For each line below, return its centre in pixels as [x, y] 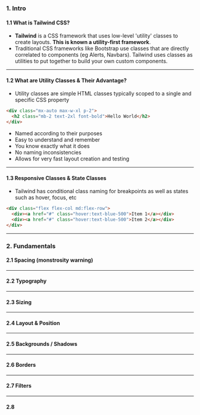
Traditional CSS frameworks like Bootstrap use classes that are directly [102, 48]
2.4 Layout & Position [33, 323]
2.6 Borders [21, 365]
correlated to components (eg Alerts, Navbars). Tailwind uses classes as [104, 55]
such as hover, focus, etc [46, 197]
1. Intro [16, 8]
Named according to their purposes [58, 133]
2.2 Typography [26, 281]
